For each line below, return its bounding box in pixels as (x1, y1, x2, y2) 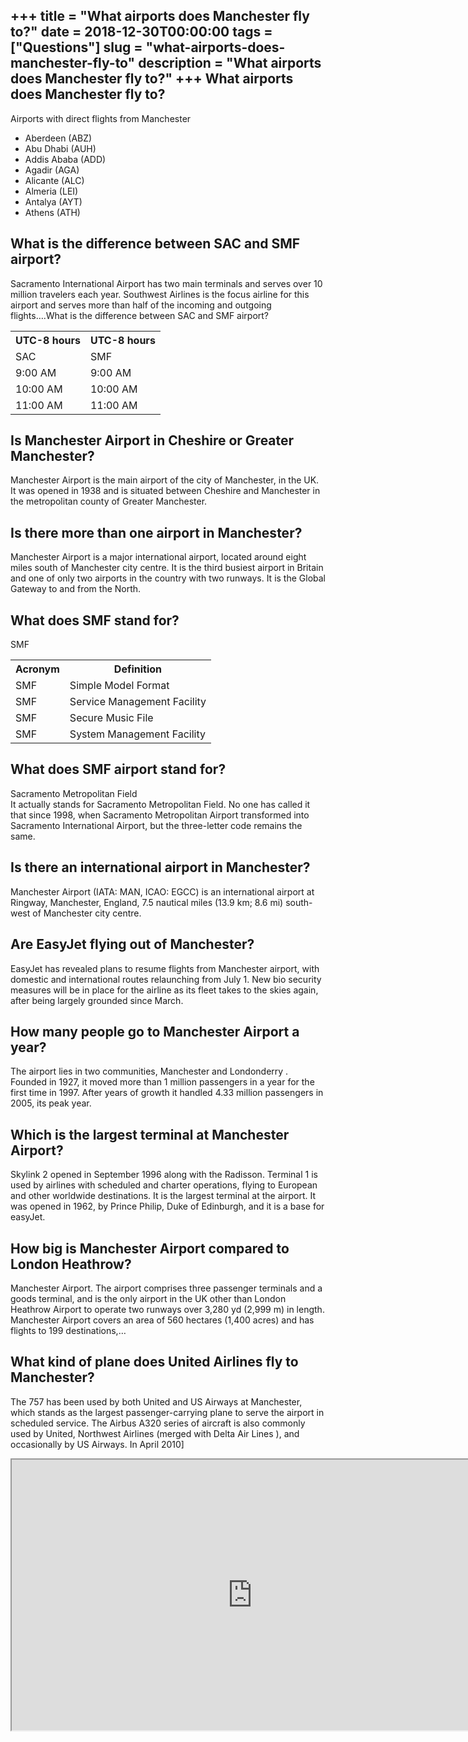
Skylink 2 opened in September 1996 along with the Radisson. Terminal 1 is (10, 1169, 318, 1181)
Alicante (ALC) (24, 174, 85, 186)
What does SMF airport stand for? (10, 761, 227, 778)
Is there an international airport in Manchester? (10, 859, 311, 876)
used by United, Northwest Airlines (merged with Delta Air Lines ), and (10, 1427, 300, 1439)
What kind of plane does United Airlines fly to (10, 1354, 299, 1371)
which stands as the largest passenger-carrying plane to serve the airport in (10, 1406, 325, 1418)
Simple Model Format (69, 679, 170, 693)
